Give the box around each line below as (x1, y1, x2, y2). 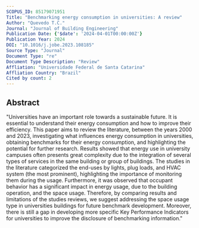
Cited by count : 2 (6, 75, 52, 81)
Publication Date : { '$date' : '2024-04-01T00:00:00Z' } (6, 31, 143, 37)
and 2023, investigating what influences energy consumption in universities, (6, 132, 194, 139)
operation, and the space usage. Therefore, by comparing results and (6, 189, 177, 196)
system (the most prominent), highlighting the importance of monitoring (6, 170, 182, 177)
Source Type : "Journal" (6, 48, 66, 54)
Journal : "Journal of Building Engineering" (6, 25, 119, 32)
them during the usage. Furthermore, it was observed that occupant (6, 177, 173, 184)
